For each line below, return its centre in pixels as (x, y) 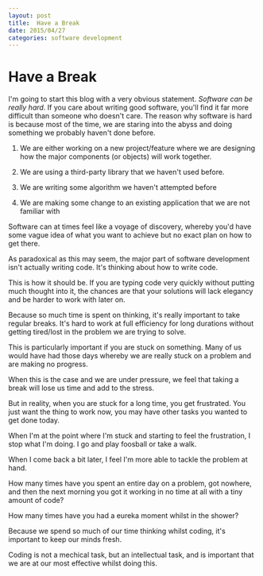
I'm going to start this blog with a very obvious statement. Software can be (130, 99)
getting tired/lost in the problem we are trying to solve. (97, 332)
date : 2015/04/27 (37, 30)
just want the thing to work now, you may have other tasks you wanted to (128, 412)
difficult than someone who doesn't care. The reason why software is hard (130, 116)
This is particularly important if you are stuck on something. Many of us (125, 347)
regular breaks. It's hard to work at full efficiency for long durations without (131, 323)
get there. (24, 244)
